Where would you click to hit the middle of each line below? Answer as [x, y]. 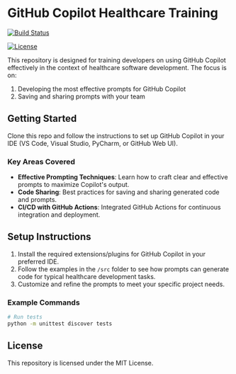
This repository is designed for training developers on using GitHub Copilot [117, 60]
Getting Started [42, 119]
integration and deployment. [59, 215]
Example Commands [44, 302]
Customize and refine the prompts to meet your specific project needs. [121, 284]
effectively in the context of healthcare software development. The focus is [117, 67]
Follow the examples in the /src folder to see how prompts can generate [123, 269]
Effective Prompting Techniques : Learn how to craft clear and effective [123, 177]
